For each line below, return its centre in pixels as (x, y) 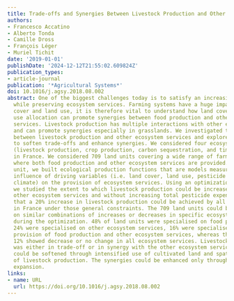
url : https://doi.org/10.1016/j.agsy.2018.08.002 (87, 286)
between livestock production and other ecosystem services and (109, 137)
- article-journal (34, 79)
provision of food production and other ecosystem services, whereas (116, 235)
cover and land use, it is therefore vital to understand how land (114, 111)
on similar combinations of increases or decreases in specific (109, 215)
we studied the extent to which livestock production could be (107, 189)
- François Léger (32, 46)
